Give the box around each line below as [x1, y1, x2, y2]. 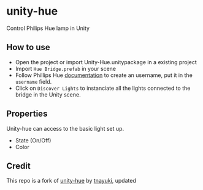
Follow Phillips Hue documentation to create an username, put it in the [15, 71, 193, 79]
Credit [6, 161, 31, 171]
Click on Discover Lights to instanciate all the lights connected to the [15, 84, 191, 92]
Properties [6, 109, 48, 119]
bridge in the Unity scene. [15, 90, 81, 98]
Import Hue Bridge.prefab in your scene [15, 65, 117, 72]
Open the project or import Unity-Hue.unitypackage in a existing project [15, 58, 197, 65]
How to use [6, 42, 50, 53]
